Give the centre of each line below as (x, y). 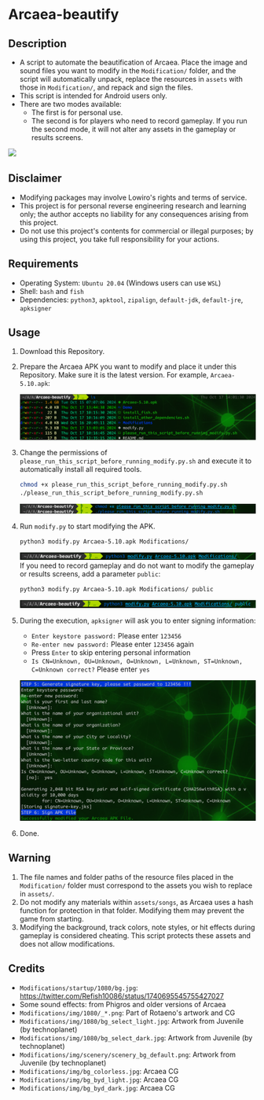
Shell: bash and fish (51, 291)
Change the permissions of (63, 452)
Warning (29, 858)
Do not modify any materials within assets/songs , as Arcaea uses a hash (136, 902)
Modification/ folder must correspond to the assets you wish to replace (136, 885)
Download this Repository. (62, 351)
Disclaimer (35, 178)
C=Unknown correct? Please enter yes (91, 669)
